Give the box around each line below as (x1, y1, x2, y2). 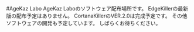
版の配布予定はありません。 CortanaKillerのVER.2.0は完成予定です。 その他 (6, 12, 188, 19)
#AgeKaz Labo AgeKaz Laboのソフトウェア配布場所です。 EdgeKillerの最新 (6, 5, 189, 12)
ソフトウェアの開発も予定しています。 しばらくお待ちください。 (6, 20, 161, 26)
